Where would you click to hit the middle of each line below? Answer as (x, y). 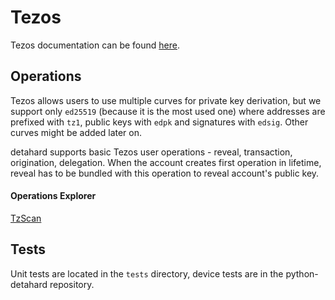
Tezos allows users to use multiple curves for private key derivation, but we (166, 100)
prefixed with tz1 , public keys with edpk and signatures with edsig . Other (159, 122)
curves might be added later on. (76, 132)
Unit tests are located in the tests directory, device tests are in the (147, 273)
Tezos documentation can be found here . (95, 45)
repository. (72, 284)
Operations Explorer (53, 196)
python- (302, 273)
